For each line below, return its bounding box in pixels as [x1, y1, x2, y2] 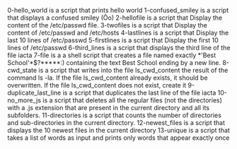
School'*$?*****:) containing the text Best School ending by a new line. [7, 59, 221, 66]
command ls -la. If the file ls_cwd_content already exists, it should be [7, 73, 208, 82]
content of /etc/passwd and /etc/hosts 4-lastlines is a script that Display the [7, 28, 229, 37]
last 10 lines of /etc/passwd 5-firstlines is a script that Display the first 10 [7, 36, 219, 44]
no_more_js [7, 96, 41, 105]
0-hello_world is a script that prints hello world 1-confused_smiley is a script [7, 6, 229, 14]
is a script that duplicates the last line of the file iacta [62, 88, 216, 97]
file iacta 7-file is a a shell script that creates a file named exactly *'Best [7, 51, 216, 59]
